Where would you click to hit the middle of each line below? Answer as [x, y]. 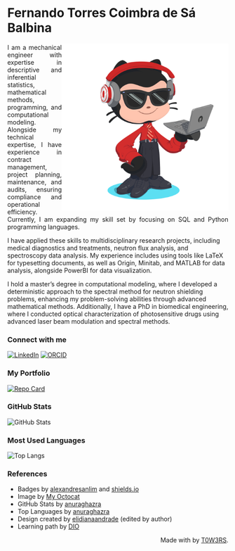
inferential [22, 77]
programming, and [34, 107]
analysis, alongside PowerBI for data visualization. [80, 270]
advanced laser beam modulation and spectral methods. [89, 321]
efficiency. [22, 212]
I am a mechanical [34, 47]
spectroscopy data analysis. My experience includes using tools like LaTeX [115, 255]
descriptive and [34, 70]
